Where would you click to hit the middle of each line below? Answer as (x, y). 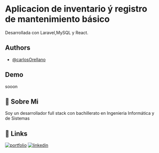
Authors (18, 48)
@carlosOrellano (29, 60)
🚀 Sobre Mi (22, 101)
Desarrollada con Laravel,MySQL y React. (47, 32)
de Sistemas (18, 118)
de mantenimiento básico (58, 19)
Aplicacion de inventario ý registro (76, 9)
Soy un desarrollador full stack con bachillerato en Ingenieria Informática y (80, 113)
